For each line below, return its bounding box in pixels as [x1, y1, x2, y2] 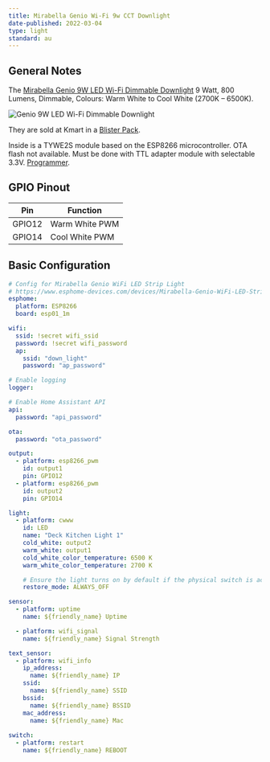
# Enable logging [8, 376, 67, 384]
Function [67, 204, 102, 215]
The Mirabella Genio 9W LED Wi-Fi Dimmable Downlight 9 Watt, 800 [8, 85, 235, 95]
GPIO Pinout [8, 181, 71, 195]
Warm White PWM [50, 218, 120, 229]
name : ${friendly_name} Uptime [22, 612, 128, 621]
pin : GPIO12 [22, 472, 63, 481]
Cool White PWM [50, 231, 115, 242]
